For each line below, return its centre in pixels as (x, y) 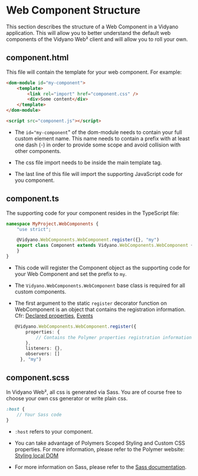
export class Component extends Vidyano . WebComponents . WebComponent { (105, 246)
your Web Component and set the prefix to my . (70, 274)
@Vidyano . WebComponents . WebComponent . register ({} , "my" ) (88, 240)
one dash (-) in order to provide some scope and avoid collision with (98, 145)
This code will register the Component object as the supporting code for (102, 268)
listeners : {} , (44, 348)
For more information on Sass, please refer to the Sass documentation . (100, 467)
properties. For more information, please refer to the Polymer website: (99, 449)
